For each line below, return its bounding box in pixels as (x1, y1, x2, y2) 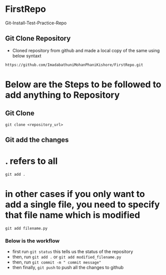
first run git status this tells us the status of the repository (12, 249, 133, 255)
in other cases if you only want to (5, 189, 145, 200)
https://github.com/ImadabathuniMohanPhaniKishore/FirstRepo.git (5, 62, 143, 68)
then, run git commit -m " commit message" (12, 259, 101, 265)
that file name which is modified (5, 209, 140, 221)
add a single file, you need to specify (5, 199, 160, 210)
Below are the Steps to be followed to (5, 78, 162, 90)
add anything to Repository (5, 89, 120, 100)
